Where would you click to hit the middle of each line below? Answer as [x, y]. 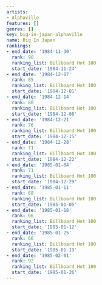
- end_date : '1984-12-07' [39, 74]
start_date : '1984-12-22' [45, 159]
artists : [17, 12]
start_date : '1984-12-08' [45, 114]
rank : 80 [23, 102]
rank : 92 [23, 261]
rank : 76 [23, 125]
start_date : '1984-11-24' [45, 69]
